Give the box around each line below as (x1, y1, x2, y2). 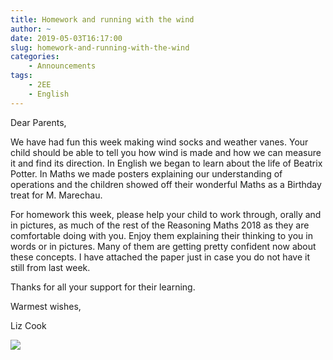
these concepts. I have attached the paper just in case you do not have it (10, 251, 310, 263)
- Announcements (28, 61, 97, 71)
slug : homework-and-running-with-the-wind (10, 42, 190, 53)
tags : (10, 71, 33, 81)
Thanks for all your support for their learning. (10, 281, 196, 293)
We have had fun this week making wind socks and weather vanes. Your (10, 136, 309, 148)
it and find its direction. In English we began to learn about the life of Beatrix (10, 157, 323, 169)
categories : (10, 52, 60, 62)
